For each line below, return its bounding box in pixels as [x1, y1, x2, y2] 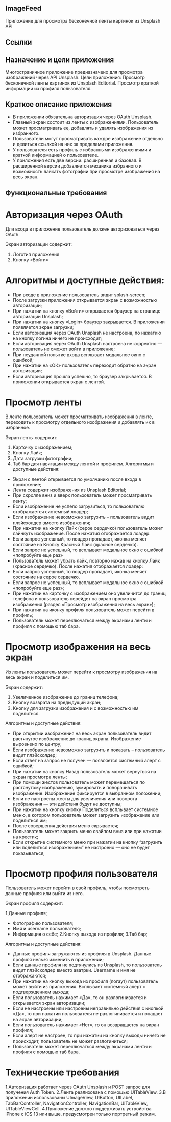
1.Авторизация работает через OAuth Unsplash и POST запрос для [5, 1084, 150, 1090]
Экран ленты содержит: [5, 434, 58, 441]
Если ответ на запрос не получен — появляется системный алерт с [12, 757, 161, 763]
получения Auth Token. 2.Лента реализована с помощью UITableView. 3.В [5, 1089, 166, 1095]
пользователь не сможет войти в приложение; [12, 346, 115, 352]
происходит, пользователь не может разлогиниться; [12, 1037, 128, 1044]
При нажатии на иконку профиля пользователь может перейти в [12, 607, 155, 613]
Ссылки [5, 38, 32, 47]
